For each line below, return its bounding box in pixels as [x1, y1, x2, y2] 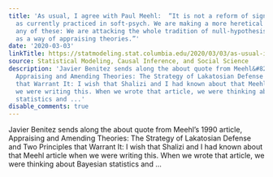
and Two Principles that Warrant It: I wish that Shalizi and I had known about [8, 142, 263, 152]
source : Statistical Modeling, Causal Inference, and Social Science [8, 58, 249, 66]
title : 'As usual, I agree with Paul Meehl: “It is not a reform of [8, 11, 249, 20]
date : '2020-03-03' [8, 42, 75, 50]
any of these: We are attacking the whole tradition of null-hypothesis [15, 27, 267, 35]
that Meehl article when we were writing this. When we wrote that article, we [8, 151, 265, 161]
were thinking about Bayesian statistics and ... [8, 159, 162, 169]
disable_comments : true [8, 102, 89, 110]
